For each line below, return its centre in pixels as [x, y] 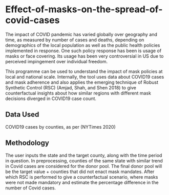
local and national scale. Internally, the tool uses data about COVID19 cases [85, 77]
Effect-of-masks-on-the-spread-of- [84, 9]
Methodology [27, 143]
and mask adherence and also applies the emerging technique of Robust [82, 82]
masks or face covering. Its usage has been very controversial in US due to [84, 56]
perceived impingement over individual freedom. [57, 61]
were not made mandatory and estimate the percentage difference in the [82, 182]
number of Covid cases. [31, 188]
